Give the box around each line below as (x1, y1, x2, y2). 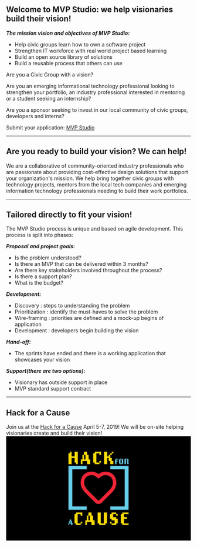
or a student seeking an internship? (6, 95, 91, 102)
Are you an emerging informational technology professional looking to (6, 82, 175, 89)
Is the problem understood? (14, 254, 82, 261)
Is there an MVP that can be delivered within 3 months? (14, 261, 148, 268)
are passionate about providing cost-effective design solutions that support (6, 168, 189, 175)
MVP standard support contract (14, 385, 91, 392)
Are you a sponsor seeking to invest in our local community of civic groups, (6, 106, 189, 114)
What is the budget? (14, 279, 63, 286)
